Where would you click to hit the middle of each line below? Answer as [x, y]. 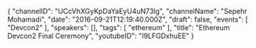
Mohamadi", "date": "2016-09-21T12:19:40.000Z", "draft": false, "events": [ [128, 19]
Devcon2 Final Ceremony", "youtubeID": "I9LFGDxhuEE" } [101, 36]
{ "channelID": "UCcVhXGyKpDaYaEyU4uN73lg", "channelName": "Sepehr [127, 11]
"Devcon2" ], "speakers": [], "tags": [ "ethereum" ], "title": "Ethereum [119, 27]
